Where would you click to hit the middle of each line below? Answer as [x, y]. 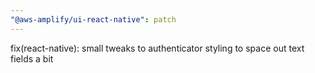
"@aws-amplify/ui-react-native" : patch [93, 19]
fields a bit [32, 58]
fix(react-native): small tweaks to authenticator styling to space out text [157, 48]
